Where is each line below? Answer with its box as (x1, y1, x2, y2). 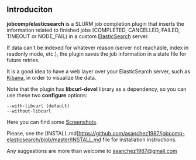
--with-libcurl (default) (6, 103, 70, 109)
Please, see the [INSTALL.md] (6, 130, 79, 137)
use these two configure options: (6, 91, 87, 98)
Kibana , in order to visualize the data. (6, 74, 97, 81)
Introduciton (6, 5, 53, 15)
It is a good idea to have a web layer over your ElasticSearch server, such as (6, 67, 191, 75)
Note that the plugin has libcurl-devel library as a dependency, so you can (6, 85, 187, 93)
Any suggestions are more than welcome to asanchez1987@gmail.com (6, 147, 177, 154)
